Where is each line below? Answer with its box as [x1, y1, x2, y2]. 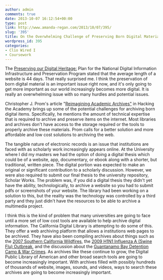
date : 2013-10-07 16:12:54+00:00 [5, 16, 73, 21]
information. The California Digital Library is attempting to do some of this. [5, 223, 153, 229]
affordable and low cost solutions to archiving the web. [5, 132, 115, 138]
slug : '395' [5, 30, 29, 35]
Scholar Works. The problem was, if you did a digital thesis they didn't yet [5, 177, 152, 183]
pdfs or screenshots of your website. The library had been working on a [5, 188, 149, 193]
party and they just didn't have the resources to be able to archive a [5, 198, 141, 204]
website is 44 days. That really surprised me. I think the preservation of [5, 76, 148, 82]
